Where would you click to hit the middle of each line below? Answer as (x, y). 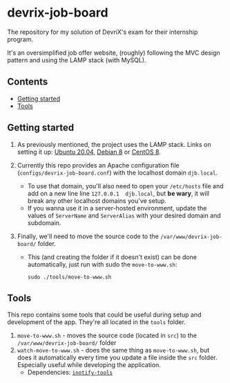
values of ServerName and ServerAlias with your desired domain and (124, 215)
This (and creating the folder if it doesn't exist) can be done (112, 257)
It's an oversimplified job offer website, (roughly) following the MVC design (114, 53)
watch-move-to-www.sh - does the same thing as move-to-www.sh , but (113, 350)
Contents (28, 82)
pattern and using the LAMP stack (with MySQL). (77, 60)
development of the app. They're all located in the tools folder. (97, 322)
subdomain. (44, 222)
